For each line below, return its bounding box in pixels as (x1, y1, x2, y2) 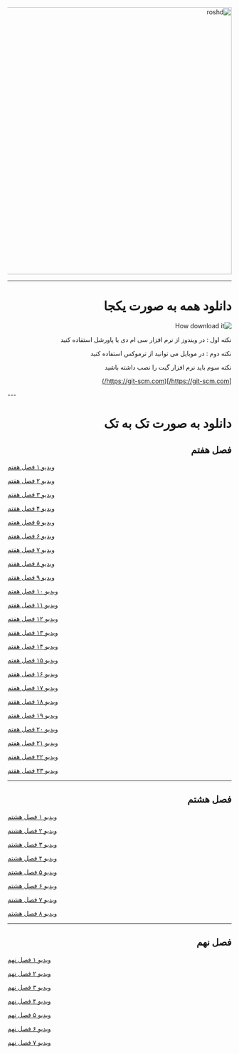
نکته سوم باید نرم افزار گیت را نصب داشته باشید (104, 362, 232, 371)
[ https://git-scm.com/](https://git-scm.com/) (102, 377, 232, 385)
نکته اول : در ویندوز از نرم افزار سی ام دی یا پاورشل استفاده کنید (60, 335, 232, 344)
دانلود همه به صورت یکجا (103, 298, 232, 314)
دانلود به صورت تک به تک (104, 416, 232, 432)
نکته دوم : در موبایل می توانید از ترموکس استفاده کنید (90, 349, 232, 358)
